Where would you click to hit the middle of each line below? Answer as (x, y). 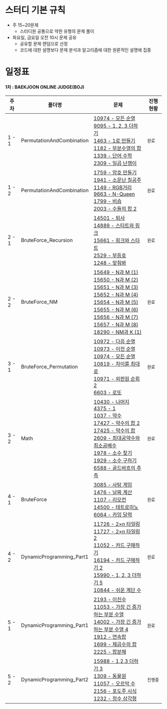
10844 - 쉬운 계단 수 (118, 590)
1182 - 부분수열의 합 (118, 149)
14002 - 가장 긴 (112, 622)
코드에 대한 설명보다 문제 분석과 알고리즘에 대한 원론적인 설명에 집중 (85, 50)
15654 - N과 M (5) (116, 302)
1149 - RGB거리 (113, 187)
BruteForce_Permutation (49, 367)
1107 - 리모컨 (110, 500)
